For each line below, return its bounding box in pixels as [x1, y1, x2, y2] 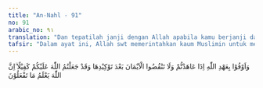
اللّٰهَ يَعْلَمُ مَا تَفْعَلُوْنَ [8, 71, 62, 80]
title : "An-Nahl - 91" [8, 11, 82, 19]
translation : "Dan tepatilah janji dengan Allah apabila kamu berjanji [8, 33, 247, 41]
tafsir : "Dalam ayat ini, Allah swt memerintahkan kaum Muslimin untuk [8, 40, 247, 48]
